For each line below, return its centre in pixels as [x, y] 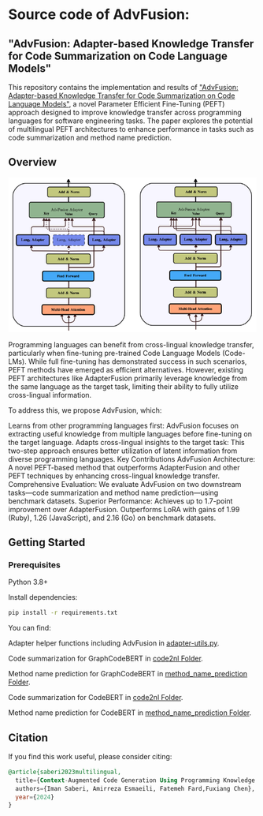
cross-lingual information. [50, 395]
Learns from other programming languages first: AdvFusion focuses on [123, 425]
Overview [33, 162]
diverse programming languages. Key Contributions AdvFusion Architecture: [132, 459]
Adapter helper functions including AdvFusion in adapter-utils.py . [114, 643]
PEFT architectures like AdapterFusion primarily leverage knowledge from [128, 378]
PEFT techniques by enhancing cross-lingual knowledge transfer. [114, 476]
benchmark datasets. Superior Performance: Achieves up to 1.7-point [120, 501]
